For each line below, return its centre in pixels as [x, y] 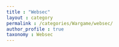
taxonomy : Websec [30, 35]
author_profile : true [35, 29]
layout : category [30, 18]
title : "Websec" [28, 12]
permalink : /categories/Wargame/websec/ [60, 23]
